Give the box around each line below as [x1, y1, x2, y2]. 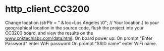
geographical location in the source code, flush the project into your [5, 25, 144, 30]
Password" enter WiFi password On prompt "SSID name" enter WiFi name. [5, 40, 157, 46]
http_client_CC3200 [5, 3, 90, 15]
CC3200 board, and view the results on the [5, 30, 93, 36]
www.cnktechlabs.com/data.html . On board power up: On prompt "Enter [5, 35, 153, 41]
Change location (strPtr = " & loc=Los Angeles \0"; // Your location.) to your [5, 20, 160, 25]
